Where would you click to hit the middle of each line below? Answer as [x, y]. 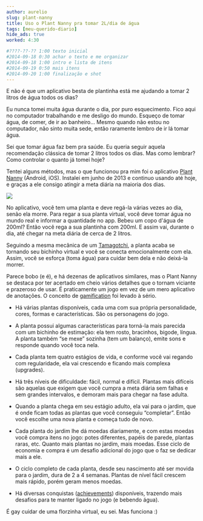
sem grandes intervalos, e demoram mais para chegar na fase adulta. [102, 395]
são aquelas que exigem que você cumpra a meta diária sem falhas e [101, 388]
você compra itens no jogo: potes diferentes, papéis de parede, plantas [104, 438]
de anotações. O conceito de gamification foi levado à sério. [82, 296]
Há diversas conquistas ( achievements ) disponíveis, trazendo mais [98, 494]
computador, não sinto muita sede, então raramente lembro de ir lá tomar [98, 129]
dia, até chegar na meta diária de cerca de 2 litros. [69, 233]
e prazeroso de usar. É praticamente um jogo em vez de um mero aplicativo [101, 289]
